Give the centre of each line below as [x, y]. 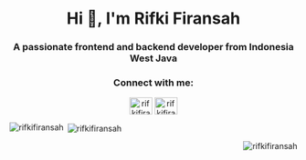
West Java [153, 58]
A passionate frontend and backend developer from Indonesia [153, 47]
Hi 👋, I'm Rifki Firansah [153, 19]
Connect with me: [153, 83]
